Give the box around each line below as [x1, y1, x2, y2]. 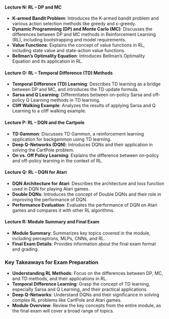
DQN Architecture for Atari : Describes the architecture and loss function [12, 180, 164, 187]
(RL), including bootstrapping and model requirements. [12, 37, 126, 43]
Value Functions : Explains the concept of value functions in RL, [12, 42, 145, 48]
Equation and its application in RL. [12, 58, 83, 64]
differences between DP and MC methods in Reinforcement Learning [12, 31, 156, 37]
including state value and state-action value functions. [12, 48, 125, 54]
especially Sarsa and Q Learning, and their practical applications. [12, 286, 148, 293]
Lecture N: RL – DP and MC [5, 4, 62, 10]
